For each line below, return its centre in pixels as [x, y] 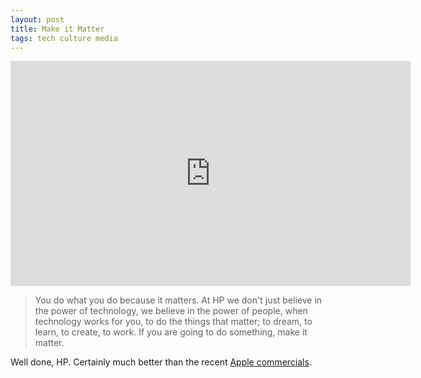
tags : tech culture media [64, 38]
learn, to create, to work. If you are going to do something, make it [171, 332]
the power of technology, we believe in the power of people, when [171, 311]
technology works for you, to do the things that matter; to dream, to [173, 322]
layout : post [37, 19]
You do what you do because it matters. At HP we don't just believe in [178, 300]
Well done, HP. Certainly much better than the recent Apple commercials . [161, 362]
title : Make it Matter [57, 29]
